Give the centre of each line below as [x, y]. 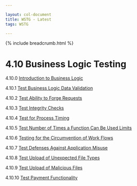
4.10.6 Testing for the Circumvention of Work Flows [59, 138]
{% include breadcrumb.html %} [40, 43]
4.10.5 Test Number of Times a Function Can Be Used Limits [68, 128]
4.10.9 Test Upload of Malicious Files [44, 168]
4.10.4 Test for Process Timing [37, 118]
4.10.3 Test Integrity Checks [35, 108]
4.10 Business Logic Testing [66, 64]
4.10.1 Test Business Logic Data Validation [49, 88]
